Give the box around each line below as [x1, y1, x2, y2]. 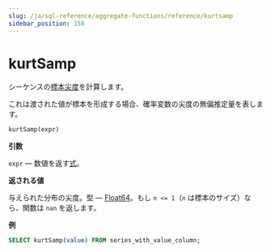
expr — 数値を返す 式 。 [8, 159, 84, 169]
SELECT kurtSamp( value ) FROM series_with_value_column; [8, 237, 201, 245]
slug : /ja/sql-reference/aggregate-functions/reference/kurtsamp [8, 11, 233, 20]
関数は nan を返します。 [22, 203, 101, 213]
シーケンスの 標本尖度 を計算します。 [8, 82, 128, 92]
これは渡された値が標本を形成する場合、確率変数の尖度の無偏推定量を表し [8, 99, 256, 109]
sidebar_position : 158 [8, 19, 85, 28]
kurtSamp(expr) [8, 126, 60, 134]
